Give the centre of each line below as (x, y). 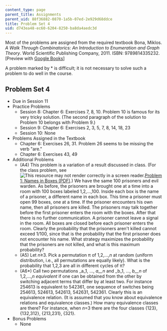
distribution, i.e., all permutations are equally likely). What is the (85, 260)
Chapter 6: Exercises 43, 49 (49, 154)
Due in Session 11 (30, 101)
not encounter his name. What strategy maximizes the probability (87, 239)
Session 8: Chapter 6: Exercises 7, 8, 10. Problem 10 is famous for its (90, 112)
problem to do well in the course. (39, 73)
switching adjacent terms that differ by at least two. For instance (86, 281)
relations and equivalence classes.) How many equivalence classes (89, 303)
